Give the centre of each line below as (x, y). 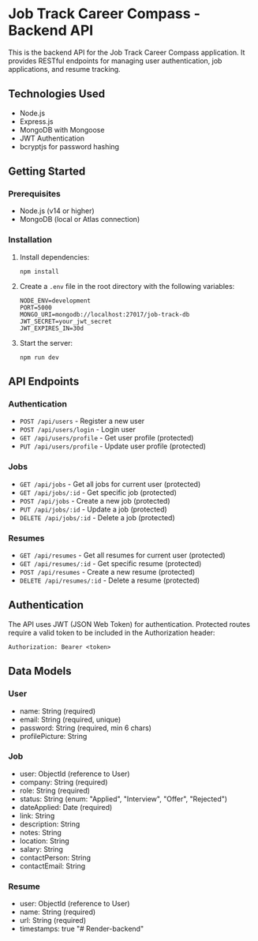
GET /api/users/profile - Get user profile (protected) (107, 438)
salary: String (41, 849)
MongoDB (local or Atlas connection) (80, 219)
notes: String (40, 832)
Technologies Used (56, 94)
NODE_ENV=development (55, 301)
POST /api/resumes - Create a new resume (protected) (107, 572)
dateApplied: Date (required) (66, 807)
